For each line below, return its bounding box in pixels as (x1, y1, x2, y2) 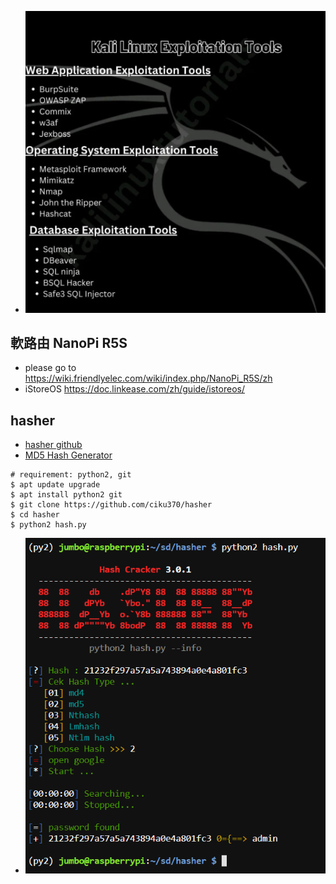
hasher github (24, 439, 83, 451)
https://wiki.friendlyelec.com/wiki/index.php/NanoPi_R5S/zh (24, 372, 273, 385)
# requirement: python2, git (10, 470, 132, 480)
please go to (24, 362, 77, 374)
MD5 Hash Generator (24, 449, 113, 461)
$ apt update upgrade (10, 480, 101, 490)
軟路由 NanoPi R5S (10, 334, 128, 351)
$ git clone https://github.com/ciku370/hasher (10, 500, 213, 510)
